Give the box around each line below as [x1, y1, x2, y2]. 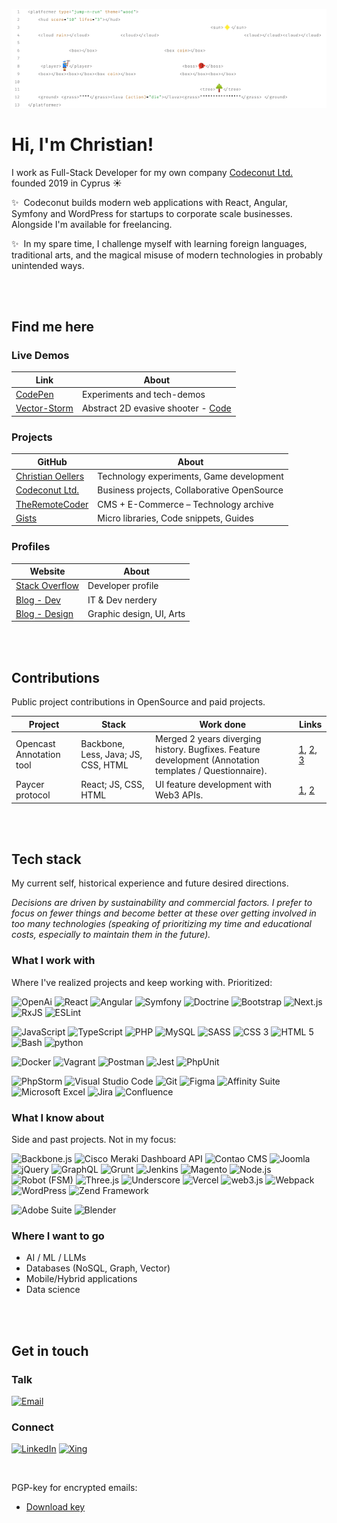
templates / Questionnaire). [155, 764, 268, 776]
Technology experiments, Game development [97, 470, 284, 483]
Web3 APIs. [155, 789, 204, 801]
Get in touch [11, 1342, 89, 1359]
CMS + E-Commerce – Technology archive [97, 498, 274, 510]
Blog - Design [15, 607, 74, 619]
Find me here [11, 319, 95, 336]
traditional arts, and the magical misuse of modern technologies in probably [11, 249, 323, 261]
